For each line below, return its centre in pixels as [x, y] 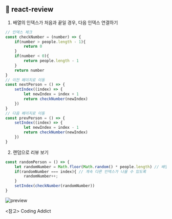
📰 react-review [29, 9]
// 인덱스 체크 [19, 32]
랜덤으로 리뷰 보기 [30, 152]
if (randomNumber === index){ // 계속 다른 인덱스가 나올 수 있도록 [80, 172]
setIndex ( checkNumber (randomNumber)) [55, 186]
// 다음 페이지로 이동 [25, 113]
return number [29, 70]
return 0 [33, 47]
